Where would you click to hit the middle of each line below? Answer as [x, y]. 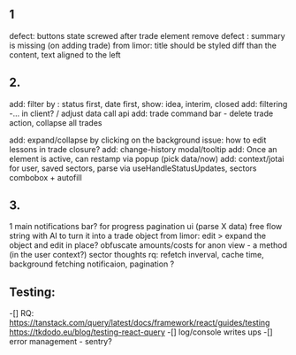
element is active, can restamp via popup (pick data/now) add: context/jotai [147, 158]
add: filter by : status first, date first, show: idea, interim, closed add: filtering [148, 104]
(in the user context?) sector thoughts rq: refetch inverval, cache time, [137, 255]
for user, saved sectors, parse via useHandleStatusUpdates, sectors [133, 168]
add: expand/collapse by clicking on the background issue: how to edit [138, 140]
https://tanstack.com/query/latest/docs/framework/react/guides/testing [140, 323]
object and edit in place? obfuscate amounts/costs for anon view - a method [148, 245]
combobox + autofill [46, 177]
